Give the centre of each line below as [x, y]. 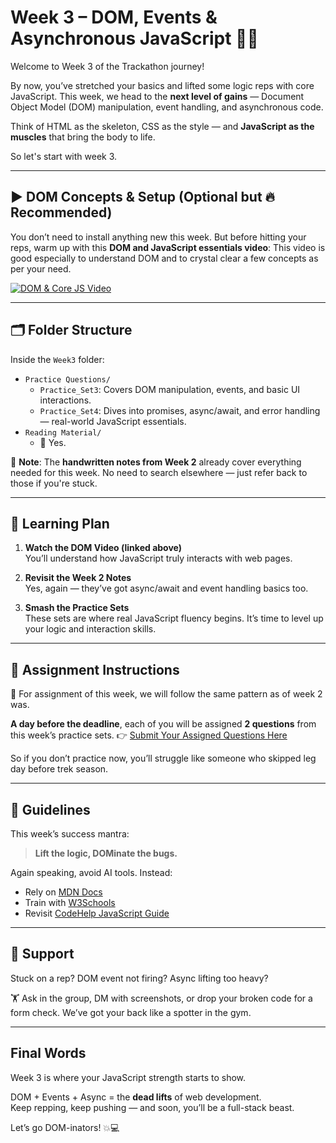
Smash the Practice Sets [77, 608]
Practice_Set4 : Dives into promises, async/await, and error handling [180, 410]
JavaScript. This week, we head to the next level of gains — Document [157, 96]
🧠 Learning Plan [60, 523]
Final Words [48, 1053]
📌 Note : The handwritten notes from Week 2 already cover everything [156, 462]
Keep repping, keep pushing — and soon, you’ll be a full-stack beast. [152, 1107]
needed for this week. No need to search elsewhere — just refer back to [159, 472]
